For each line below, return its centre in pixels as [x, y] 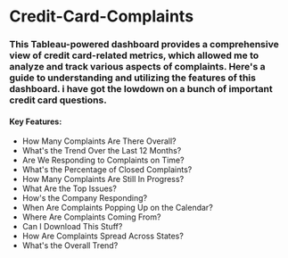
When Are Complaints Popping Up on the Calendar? [118, 208]
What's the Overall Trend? [70, 246]
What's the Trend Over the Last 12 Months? [102, 151]
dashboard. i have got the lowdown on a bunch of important [141, 89]
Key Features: [36, 121]
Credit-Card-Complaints [102, 17]
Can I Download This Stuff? [72, 227]
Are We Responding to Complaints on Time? [103, 160]
